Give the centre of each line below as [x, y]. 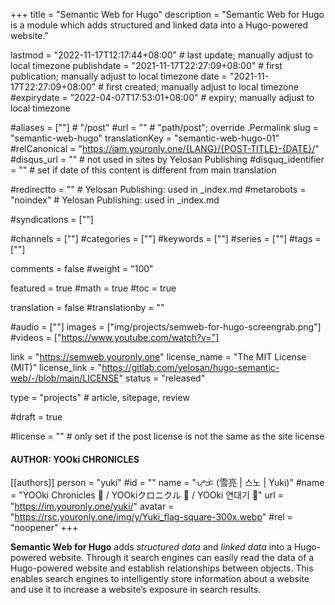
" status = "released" [162, 378]
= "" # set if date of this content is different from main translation [143, 170]
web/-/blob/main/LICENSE [65, 378]
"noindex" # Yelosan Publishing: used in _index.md [115, 200]
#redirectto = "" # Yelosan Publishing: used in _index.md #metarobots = [158, 189]
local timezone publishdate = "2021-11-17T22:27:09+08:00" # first [146, 65]
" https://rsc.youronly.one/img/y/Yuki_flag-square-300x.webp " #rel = [151, 517]
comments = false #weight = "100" [82, 268]
